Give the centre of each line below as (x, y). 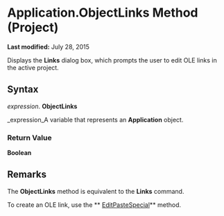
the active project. (33, 67)
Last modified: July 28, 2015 (49, 47)
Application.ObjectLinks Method (103, 13)
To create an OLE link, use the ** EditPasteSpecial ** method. (94, 205)
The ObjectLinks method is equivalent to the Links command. (96, 191)
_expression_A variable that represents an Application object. (95, 119)
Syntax (23, 89)
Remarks (27, 175)
